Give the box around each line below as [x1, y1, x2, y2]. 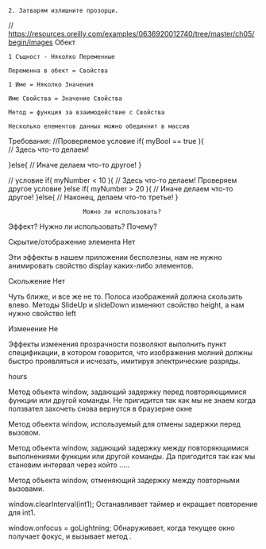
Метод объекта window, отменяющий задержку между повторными [8, 476, 240, 485]
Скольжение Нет [8, 276, 66, 285]
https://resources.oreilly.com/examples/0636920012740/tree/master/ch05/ [8, 29, 255, 38]
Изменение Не [8, 324, 58, 333]
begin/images [8, 37, 53, 47]
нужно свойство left [8, 309, 77, 318]
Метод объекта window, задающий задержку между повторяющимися [8, 443, 249, 452]
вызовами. [8, 484, 45, 493]
